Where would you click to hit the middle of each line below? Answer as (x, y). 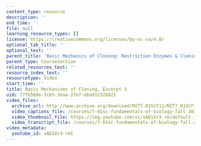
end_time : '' (22, 23)
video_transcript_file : (41, 123)
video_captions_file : (39, 111)
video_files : (22, 100)
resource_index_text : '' (37, 73)
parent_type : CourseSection (41, 61)
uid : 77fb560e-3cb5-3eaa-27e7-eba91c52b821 (61, 95)
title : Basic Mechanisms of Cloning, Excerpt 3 (67, 89)
